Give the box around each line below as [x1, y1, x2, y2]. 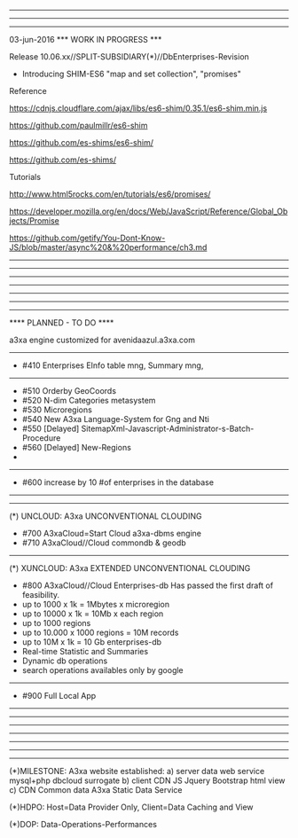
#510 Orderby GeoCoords [21, 386, 117, 396]
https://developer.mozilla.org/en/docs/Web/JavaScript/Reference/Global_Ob [9, 206, 288, 216]
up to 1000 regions [21, 618, 91, 628]
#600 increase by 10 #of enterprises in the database [21, 477, 215, 488]
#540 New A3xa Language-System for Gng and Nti [21, 414, 210, 424]
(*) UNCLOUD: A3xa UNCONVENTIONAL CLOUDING [9, 511, 202, 521]
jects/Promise [9, 215, 60, 226]
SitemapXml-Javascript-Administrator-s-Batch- [81, 423, 255, 434]
